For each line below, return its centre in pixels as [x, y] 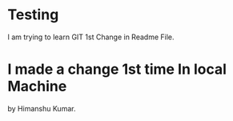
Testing [33, 15]
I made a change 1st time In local [117, 69]
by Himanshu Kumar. [42, 108]
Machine [37, 87]
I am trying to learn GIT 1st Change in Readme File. [91, 37]
